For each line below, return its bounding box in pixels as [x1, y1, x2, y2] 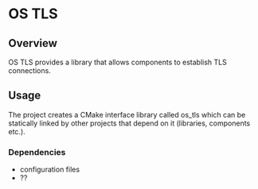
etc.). [8, 126, 25, 136]
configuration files [19, 164, 80, 175]
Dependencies [8, 146, 66, 157]
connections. [8, 66, 52, 75]
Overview [8, 37, 58, 50]
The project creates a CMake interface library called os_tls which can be [8, 110, 246, 119]
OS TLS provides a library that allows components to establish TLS [8, 57, 227, 67]
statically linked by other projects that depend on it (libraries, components [8, 118, 251, 128]
